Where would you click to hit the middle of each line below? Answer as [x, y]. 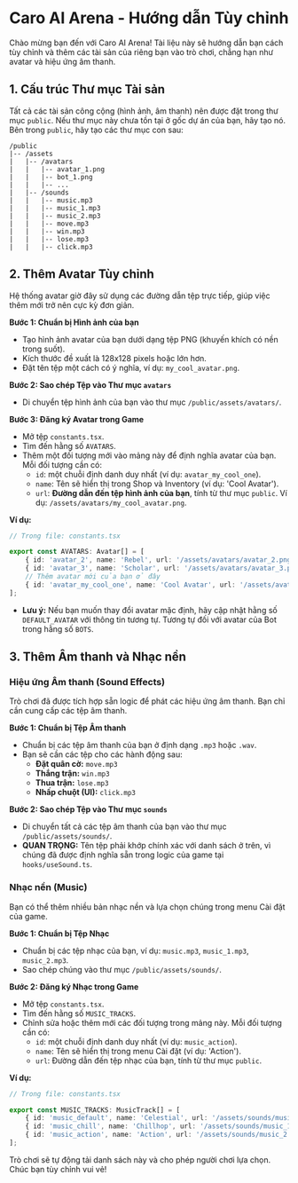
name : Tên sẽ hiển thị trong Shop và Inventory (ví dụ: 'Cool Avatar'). [157, 484]
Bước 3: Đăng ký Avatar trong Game [77, 419]
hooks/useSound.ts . [57, 864]
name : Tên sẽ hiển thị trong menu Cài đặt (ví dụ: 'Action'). [138, 1051]
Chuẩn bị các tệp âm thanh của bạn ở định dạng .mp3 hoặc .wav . [139, 745]
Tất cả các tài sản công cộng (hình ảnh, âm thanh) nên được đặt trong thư [144, 111]
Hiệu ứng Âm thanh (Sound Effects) [87, 682]
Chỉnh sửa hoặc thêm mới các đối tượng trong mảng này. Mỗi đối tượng [152, 1022]
